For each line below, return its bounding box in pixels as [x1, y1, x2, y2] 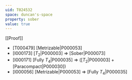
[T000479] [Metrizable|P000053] [12, 45, 82, 51]
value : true [5, 21, 30, 27]
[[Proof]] [5, 35, 24, 41]
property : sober [5, 17, 39, 22]
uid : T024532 [5, 7, 33, 13]
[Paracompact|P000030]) [12, 63, 66, 69]
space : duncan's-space [5, 12, 53, 17]
